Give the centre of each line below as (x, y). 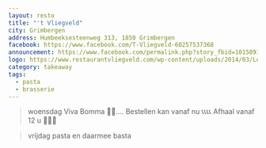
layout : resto (32, 15)
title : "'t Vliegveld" (46, 23)
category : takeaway (40, 67)
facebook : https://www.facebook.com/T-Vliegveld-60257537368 (111, 45)
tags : (17, 74)
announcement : (32, 52)
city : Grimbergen (37, 30)
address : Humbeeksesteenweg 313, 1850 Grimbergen (92, 38)
